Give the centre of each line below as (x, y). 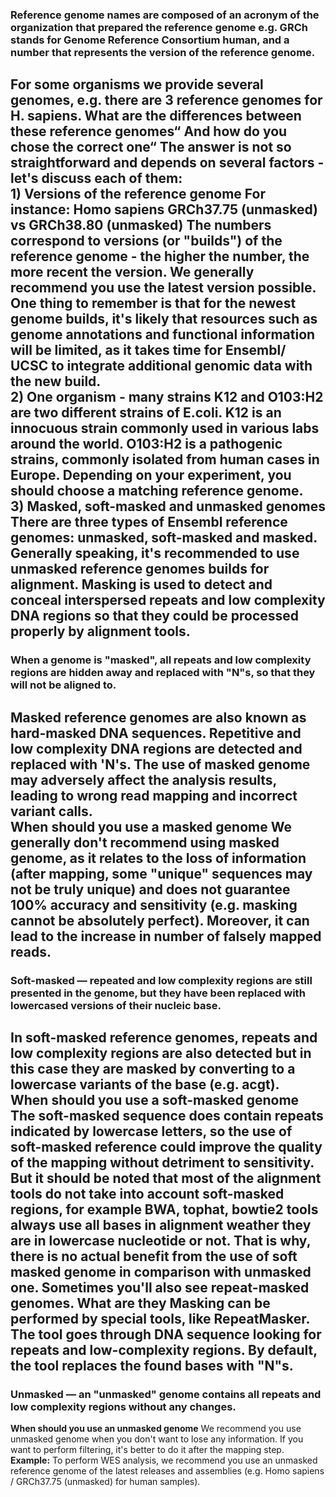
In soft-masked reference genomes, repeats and (164, 1037)
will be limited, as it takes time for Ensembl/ (148, 350)
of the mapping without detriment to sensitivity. (162, 1162)
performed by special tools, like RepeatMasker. (160, 1318)
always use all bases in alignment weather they (161, 1224)
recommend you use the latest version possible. (163, 288)
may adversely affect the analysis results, (143, 779)
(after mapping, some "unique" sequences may (161, 873)
